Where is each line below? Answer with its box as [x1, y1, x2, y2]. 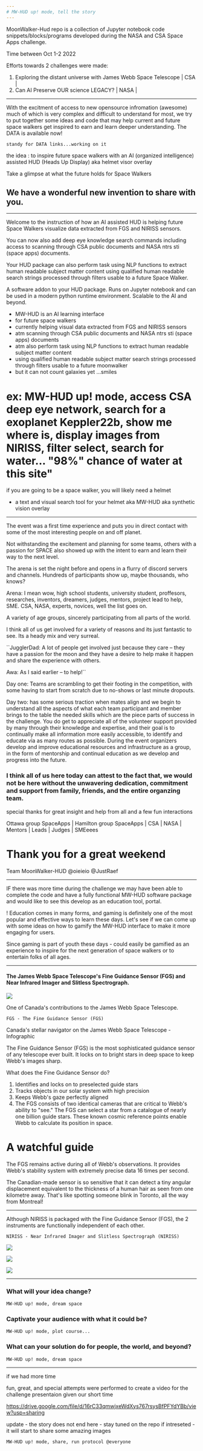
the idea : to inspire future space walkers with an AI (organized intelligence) [6, 152, 195, 159]
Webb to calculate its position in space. [14, 1119, 113, 1126]
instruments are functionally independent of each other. [6, 1222, 145, 1229]
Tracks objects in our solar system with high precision [14, 1087, 150, 1094]
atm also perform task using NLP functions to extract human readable [14, 342, 189, 350]
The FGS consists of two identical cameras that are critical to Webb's [14, 1099, 187, 1107]
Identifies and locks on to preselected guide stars [14, 1081, 138, 1088]
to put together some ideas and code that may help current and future [6, 116, 181, 124]
